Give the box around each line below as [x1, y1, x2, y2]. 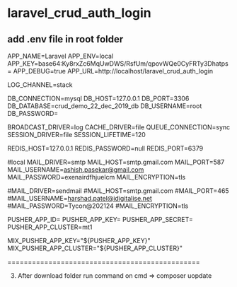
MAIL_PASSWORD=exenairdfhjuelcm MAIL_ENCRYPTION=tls [7, 173, 186, 181]
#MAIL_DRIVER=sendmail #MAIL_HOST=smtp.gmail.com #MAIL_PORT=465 [7, 187, 229, 195]
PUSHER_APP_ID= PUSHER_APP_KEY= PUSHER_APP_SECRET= [7, 216, 193, 223]
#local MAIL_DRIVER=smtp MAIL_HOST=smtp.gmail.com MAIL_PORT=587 [7, 158, 225, 166]
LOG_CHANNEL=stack [7, 81, 73, 89]
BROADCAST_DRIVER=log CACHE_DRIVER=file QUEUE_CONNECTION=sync [7, 123, 231, 131]
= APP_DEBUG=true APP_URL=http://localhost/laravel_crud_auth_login [7, 67, 214, 75]
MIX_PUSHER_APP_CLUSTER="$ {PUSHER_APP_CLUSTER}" [7, 244, 183, 252]
